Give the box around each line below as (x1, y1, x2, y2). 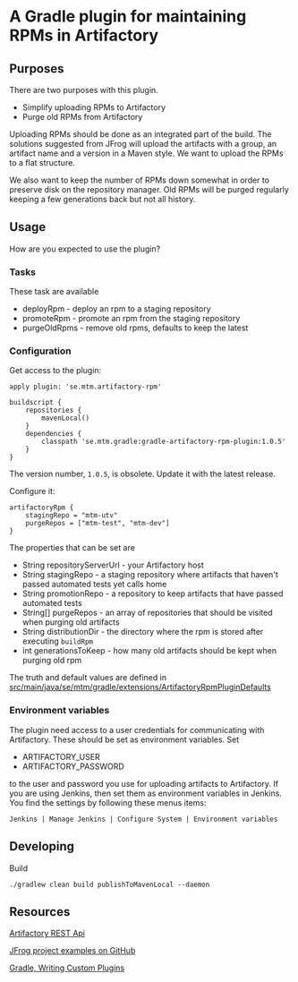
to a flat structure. (9, 158, 76, 167)
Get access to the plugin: (9, 365, 102, 376)
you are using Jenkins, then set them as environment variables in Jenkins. (9, 788, 282, 798)
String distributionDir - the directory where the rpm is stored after (21, 627, 264, 637)
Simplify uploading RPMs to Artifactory (21, 102, 166, 113)
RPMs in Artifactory (9, 25, 159, 46)
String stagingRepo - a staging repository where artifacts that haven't (21, 569, 279, 580)
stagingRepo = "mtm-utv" (25, 511, 118, 520)
